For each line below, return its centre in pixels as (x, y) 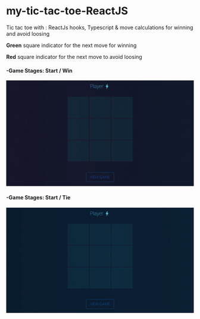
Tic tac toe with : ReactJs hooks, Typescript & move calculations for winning (100, 27)
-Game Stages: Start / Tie (38, 198)
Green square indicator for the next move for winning (71, 45)
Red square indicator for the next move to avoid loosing (74, 57)
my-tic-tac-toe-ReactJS (67, 11)
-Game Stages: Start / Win (39, 70)
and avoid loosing (28, 33)
